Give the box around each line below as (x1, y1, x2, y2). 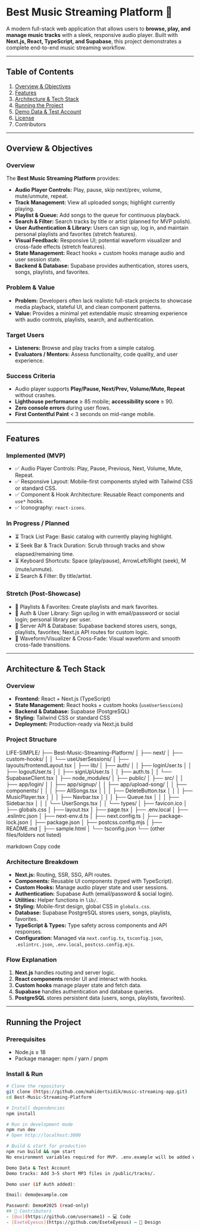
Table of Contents (6, 67, 74, 77)
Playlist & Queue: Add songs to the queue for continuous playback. (14, 211, 181, 219)
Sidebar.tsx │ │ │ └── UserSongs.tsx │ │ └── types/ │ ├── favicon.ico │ (6, 799, 187, 807)
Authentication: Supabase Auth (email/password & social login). (14, 890, 174, 897)
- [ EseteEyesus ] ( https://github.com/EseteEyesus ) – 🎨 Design (6, 1219, 161, 1225)
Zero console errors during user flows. (14, 404, 111, 411)
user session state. (14, 256, 61, 263)
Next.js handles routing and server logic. (14, 969, 116, 976)
